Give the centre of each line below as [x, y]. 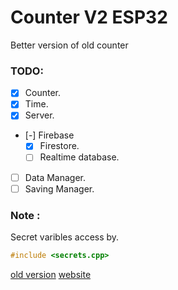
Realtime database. [79, 157]
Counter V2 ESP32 [89, 17]
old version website [51, 274]
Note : [25, 215]
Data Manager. [55, 177]
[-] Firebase [49, 135]
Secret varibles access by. [65, 237]
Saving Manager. [59, 188]
